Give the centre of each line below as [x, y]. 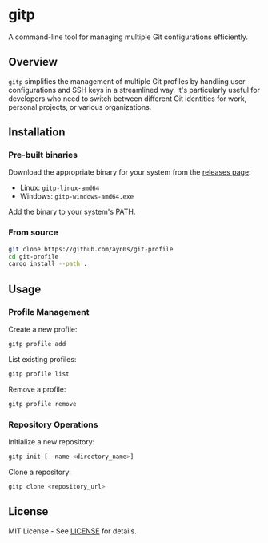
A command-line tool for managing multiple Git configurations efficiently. [128, 37]
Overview [33, 62]
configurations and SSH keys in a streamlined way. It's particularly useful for [134, 90]
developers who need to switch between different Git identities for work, [128, 99]
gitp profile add [37, 344]
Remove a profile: [37, 389]
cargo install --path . [48, 264]
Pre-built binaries [43, 155]
